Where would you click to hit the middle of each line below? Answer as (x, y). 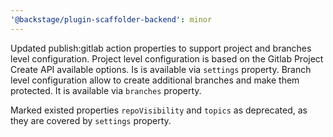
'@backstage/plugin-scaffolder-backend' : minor (111, 19)
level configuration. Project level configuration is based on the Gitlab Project (167, 58)
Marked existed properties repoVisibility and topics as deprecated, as (159, 110)
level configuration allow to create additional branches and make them (155, 80)
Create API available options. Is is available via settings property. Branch (161, 69)
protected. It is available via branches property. (106, 90)
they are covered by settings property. (91, 120)
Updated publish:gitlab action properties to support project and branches (161, 48)
